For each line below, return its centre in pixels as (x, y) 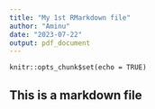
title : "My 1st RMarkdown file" (70, 18)
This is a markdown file (76, 95)
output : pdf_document (50, 43)
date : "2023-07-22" (46, 34)
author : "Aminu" (40, 26)
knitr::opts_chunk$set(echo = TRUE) (78, 68)
